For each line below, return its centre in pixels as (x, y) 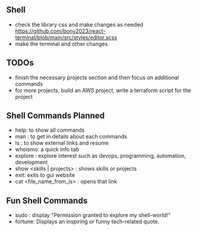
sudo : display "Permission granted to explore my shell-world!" (92, 215)
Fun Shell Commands (47, 200)
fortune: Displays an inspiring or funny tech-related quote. (87, 222)
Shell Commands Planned (56, 116)
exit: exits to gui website (45, 175)
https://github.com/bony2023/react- (60, 31)
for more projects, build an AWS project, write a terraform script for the (103, 90)
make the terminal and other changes (61, 44)
